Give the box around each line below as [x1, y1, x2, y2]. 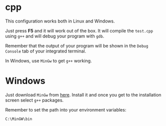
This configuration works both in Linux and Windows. [5, 18, 115, 24]
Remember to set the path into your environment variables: [5, 106, 126, 112]
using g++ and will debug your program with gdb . [5, 33, 104, 39]
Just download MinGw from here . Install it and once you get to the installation [5, 91, 161, 97]
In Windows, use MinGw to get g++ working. [5, 57, 92, 63]
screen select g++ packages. [5, 97, 64, 103]
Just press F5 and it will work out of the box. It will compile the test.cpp [5, 27, 153, 33]
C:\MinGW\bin [5, 116, 32, 121]
